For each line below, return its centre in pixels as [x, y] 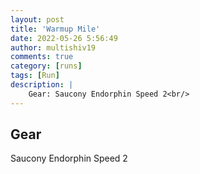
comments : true [42, 57]
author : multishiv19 [53, 47]
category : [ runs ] [46, 66]
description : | [42, 85]
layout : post [37, 19]
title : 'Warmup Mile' [55, 29]
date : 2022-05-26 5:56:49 [64, 38]
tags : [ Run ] [35, 76]
